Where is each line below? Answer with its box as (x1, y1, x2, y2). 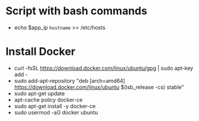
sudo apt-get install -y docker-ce (14, 103, 96, 110)
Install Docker (5, 45, 76, 58)
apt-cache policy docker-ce (14, 96, 83, 103)
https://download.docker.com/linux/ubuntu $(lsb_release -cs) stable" (14, 83, 184, 91)
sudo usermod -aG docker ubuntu (14, 108, 98, 116)
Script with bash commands (5, 4, 147, 18)
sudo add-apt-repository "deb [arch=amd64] (14, 77, 126, 84)
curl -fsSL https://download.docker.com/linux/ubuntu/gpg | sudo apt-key (14, 64, 194, 72)
